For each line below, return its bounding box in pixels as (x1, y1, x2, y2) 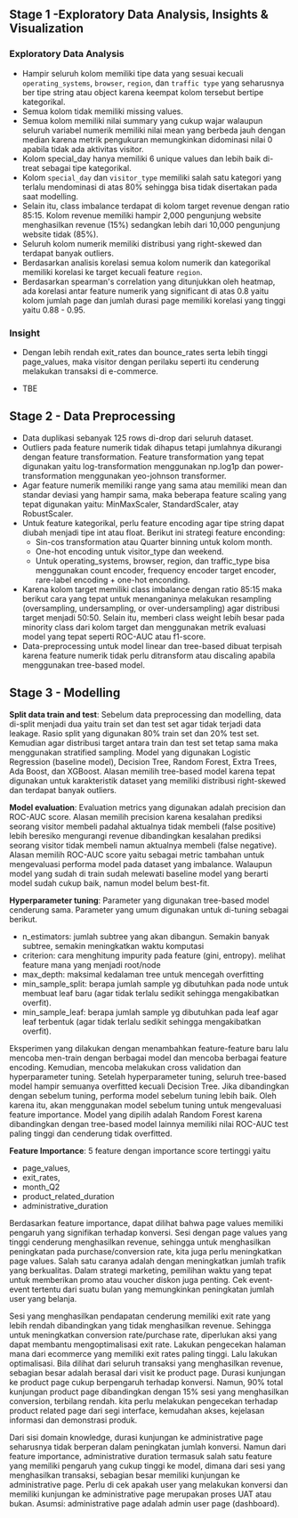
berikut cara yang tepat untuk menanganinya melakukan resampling (21, 593, 271, 604)
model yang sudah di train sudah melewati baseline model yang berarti (9, 868, 269, 879)
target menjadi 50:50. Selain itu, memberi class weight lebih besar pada (21, 612, 285, 622)
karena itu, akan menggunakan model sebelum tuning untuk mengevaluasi (9, 1100, 282, 1110)
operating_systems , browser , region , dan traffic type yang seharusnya (21, 77, 285, 88)
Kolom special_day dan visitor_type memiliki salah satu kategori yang (21, 172, 282, 183)
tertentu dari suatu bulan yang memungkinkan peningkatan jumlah (31, 1284, 275, 1295)
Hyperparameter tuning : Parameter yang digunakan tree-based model (9, 895, 270, 905)
